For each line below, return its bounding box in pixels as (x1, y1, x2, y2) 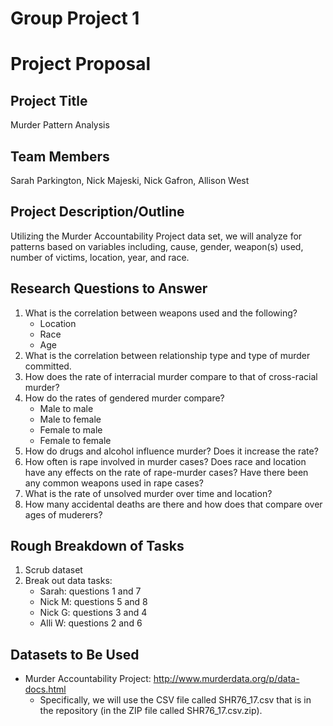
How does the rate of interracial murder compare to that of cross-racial (24, 370, 318, 382)
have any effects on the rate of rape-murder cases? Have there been (24, 466, 309, 478)
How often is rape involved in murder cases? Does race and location (24, 455, 307, 467)
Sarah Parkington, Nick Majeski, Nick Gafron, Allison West (10, 175, 250, 186)
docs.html (24, 683, 67, 696)
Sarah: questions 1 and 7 (39, 585, 142, 597)
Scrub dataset (24, 564, 83, 576)
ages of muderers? (24, 508, 103, 521)
